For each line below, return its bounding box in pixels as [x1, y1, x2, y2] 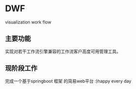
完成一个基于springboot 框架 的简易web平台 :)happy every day [5, 78, 132, 84]
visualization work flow [5, 19, 51, 25]
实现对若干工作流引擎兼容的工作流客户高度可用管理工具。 [5, 48, 121, 54]
